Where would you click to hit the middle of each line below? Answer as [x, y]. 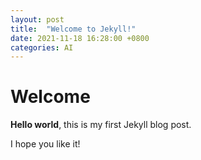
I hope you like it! [45, 144]
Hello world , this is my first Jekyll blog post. [101, 125]
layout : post [37, 19]
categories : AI [42, 47]
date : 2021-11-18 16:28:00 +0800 [80, 38]
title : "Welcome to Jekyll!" [73, 29]
